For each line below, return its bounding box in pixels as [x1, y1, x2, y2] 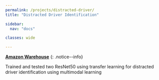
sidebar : [5, 21, 24, 26]
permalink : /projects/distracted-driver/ [5, 7, 95, 13]
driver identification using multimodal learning [5, 69, 102, 75]
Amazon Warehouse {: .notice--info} [5, 54, 83, 60]
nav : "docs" [10, 26, 36, 31]
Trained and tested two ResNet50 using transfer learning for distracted [5, 64, 154, 70]
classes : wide [5, 35, 36, 41]
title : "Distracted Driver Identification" [5, 12, 99, 17]
